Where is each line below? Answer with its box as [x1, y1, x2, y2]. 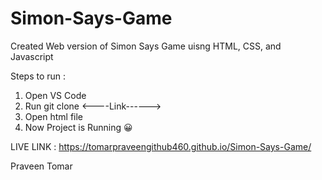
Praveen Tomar [10, 160, 73, 172]
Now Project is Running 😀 [24, 121, 133, 133]
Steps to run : [10, 70, 67, 82]
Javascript [10, 50, 54, 62]
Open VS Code [24, 89, 87, 101]
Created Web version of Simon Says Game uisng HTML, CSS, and [10, 40, 282, 52]
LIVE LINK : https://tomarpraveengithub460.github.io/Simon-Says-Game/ [10, 140, 312, 152]
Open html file [24, 110, 84, 122]
